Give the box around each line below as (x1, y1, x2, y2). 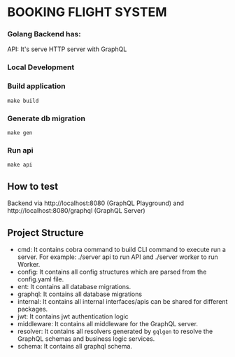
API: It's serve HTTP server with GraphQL (7, 45, 127, 53)
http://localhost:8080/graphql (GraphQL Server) (7, 206, 145, 215)
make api (7, 162, 33, 169)
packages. (17, 304, 48, 313)
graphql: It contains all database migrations (17, 290, 142, 298)
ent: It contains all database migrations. (17, 282, 131, 290)
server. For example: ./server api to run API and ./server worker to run (17, 253, 218, 261)
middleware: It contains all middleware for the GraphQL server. (17, 319, 198, 328)
